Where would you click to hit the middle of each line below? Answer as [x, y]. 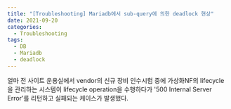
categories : [25, 27]
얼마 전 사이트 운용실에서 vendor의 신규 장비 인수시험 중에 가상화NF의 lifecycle [116, 80]
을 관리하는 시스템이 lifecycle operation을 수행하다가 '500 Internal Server [110, 89]
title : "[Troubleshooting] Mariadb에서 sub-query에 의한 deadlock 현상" [111, 14]
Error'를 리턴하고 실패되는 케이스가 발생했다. [68, 98]
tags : [15, 40]
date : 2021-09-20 [33, 20]
